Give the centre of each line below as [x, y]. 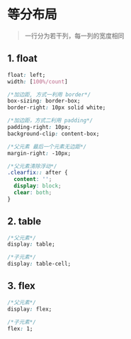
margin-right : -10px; [39, 153]
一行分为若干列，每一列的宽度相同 [74, 36]
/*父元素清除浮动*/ [32, 166]
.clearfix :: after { [38, 173]
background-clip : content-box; [53, 134]
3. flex [21, 286]
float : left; [27, 75]
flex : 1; [20, 328]
